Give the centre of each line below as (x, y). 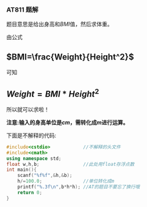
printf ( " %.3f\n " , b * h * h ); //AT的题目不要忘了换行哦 (79, 187)
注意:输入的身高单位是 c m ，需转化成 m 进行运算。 (67, 122)
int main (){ (21, 170)
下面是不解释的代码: (32, 135)
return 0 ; (30, 192)
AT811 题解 (22, 9)
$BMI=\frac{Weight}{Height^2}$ (70, 57)
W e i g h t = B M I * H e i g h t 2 (53, 93)
